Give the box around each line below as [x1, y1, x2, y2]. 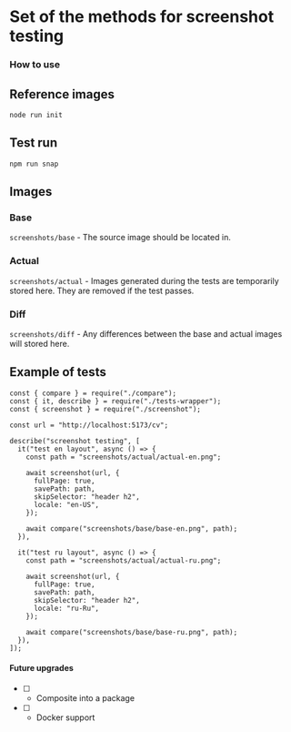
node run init [9, 110, 64, 119]
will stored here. [9, 339, 70, 350]
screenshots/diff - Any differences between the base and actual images [9, 329, 283, 340]
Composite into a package [35, 693, 135, 704]
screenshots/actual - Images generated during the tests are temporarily [9, 275, 279, 286]
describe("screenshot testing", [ [9, 436, 141, 445]
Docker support [35, 712, 95, 723]
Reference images [9, 86, 115, 102]
